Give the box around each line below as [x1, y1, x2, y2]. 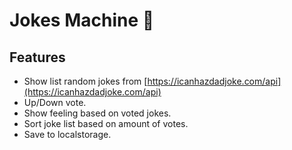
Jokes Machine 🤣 [9, 9, 155, 32]
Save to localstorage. [23, 129, 112, 140]
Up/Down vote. [23, 97, 87, 108]
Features [9, 49, 66, 66]
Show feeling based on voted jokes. [23, 107, 172, 119]
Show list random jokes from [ [23, 75, 148, 87]
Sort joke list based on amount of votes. [23, 118, 189, 129]
